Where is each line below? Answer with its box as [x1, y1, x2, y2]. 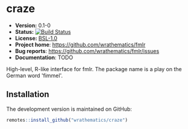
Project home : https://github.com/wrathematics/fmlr [14, 41, 146, 48]
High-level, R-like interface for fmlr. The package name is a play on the [6, 65, 182, 72]
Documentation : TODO [14, 54, 74, 61]
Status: [14, 28, 34, 35]
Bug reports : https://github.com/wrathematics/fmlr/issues [14, 47, 160, 54]
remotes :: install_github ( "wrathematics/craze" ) [6, 117, 128, 123]
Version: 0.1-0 [14, 22, 51, 29]
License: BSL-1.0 [14, 34, 58, 42]
